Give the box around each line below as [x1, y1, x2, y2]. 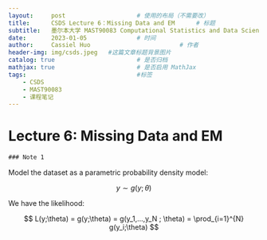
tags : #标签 [8, 71, 153, 79]
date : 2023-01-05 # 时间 [8, 33, 156, 42]
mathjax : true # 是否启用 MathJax [8, 64, 197, 72]
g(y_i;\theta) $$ [108, 223, 159, 232]
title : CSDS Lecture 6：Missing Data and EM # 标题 [8, 19, 216, 27]
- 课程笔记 [22, 93, 54, 101]
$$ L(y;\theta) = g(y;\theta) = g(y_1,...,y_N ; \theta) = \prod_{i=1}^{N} [23, 214, 245, 223]
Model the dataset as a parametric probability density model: [8, 168, 209, 177]
